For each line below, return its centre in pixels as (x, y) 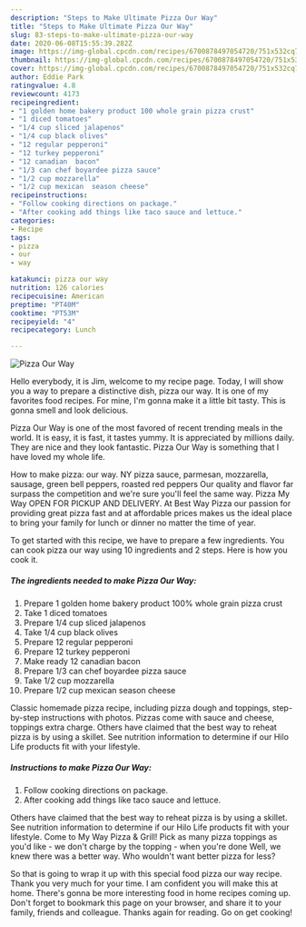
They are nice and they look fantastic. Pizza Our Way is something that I (145, 447)
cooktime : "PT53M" (45, 313)
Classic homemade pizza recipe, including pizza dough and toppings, (140, 708)
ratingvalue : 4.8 (43, 85)
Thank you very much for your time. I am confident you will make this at (144, 883)
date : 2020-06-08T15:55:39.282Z (71, 43)
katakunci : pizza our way (59, 279)
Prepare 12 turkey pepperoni (77, 652)
